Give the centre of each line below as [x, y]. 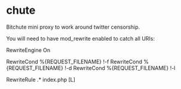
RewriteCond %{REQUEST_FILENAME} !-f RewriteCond [74, 62]
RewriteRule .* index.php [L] [41, 79]
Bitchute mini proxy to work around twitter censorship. [73, 27]
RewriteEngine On [28, 50]
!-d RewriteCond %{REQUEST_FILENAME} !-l [120, 68]
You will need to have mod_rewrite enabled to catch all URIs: [81, 38]
